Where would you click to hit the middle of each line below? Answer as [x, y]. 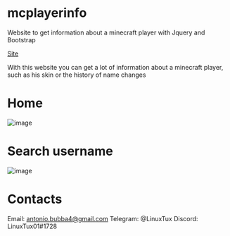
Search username [60, 151]
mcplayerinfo [47, 13]
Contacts [35, 199]
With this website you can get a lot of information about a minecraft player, [115, 67]
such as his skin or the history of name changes [77, 75]
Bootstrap [22, 39]
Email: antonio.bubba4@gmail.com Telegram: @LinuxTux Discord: [103, 218]
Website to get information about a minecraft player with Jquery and [106, 32]
